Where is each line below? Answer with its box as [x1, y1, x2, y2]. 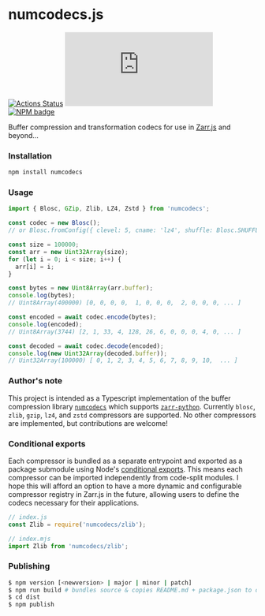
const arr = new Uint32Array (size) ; [8, 248, 129, 256]
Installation [8, 150, 53, 161]
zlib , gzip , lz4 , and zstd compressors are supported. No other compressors [8, 410, 256, 420]
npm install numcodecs [8, 168, 83, 177]
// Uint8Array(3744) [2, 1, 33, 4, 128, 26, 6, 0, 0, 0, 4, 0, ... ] [8, 327, 242, 336]
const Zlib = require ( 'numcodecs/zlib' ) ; [8, 521, 147, 528]
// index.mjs [8, 535, 51, 543]
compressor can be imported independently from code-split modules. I [8, 472, 239, 482]
